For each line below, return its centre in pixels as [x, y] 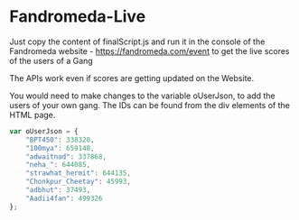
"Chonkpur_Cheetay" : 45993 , [78, 182]
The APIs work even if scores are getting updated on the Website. [132, 78]
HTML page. [33, 115]
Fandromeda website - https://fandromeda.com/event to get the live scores [150, 50]
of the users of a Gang [51, 60]
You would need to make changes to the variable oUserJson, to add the [142, 96]
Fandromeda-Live [78, 17]
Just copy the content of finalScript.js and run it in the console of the [137, 41]
